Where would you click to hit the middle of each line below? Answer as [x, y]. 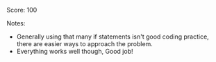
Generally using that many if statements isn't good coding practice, [113, 37]
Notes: [16, 23]
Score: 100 [22, 10]
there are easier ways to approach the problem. [85, 44]
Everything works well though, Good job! [75, 51]
